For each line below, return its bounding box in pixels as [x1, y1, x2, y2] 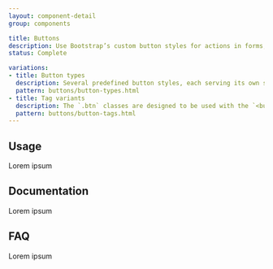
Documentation [8, 184, 89, 198]
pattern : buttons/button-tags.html [15, 109, 136, 118]
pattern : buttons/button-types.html [15, 86, 140, 94]
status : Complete [8, 50, 67, 58]
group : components [8, 20, 71, 28]
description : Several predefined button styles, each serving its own [15, 79, 260, 87]
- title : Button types [8, 72, 85, 80]
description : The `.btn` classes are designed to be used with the [15, 102, 249, 110]
